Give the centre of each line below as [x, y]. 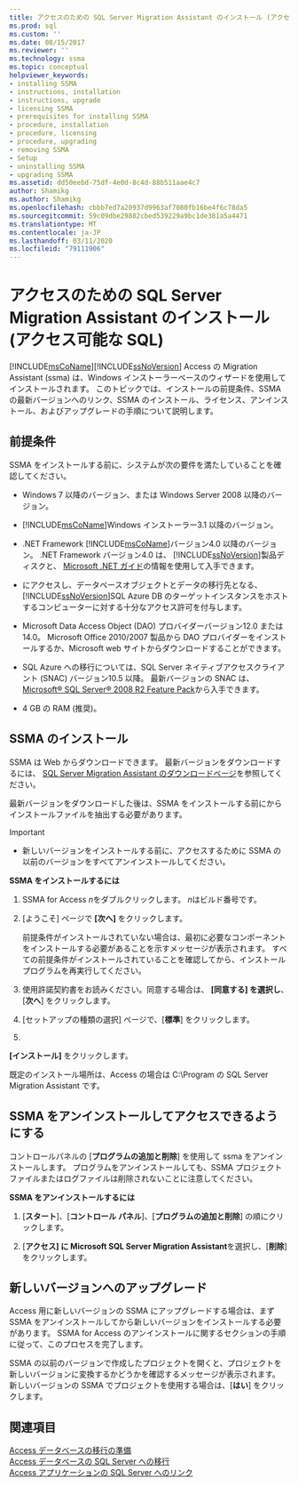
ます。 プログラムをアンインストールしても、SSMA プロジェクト [165, 1167]
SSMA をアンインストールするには [72, 1197]
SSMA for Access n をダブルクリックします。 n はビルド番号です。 [141, 899]
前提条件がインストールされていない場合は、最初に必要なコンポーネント [154, 937]
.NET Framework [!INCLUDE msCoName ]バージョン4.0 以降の [134, 543]
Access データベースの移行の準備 [70, 1450]
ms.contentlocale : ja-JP [55, 232]
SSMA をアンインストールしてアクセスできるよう [144, 1117]
